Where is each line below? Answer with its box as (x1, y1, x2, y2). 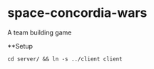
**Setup (7, 42, 34, 50)
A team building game (7, 28, 72, 37)
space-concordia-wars (7, 5, 148, 21)
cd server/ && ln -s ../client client (7, 55, 123, 63)
